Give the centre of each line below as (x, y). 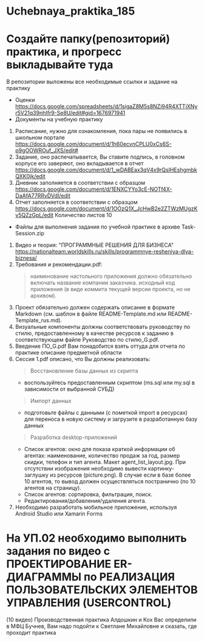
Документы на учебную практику (59, 119)
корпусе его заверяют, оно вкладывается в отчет (79, 164)
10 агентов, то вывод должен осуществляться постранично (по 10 (110, 481)
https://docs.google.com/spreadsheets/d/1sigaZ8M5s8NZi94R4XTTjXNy (106, 106)
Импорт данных (51, 401)
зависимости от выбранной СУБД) (69, 389)
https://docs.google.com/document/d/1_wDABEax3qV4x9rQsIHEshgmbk (106, 170)
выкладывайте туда (60, 65)
